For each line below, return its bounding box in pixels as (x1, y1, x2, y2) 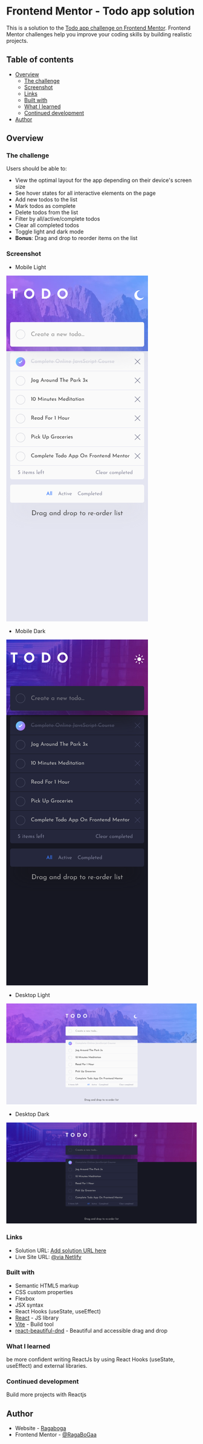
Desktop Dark (14, 1110, 50, 1117)
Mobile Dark (14, 627, 46, 634)
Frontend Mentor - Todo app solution (6, 4, 195, 18)
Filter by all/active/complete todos (14, 215, 100, 223)
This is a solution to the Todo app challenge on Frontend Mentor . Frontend (6, 24, 191, 31)
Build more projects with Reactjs (6, 1391, 86, 1398)
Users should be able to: (6, 165, 68, 172)
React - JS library (14, 1314, 59, 1321)
